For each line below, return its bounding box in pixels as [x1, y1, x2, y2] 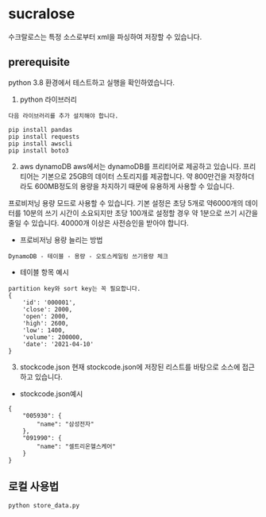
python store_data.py [8, 501, 80, 509]
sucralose [8, 5, 75, 23]
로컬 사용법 [8, 480, 60, 493]
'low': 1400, [22, 326, 66, 334]
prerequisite [8, 56, 70, 69]
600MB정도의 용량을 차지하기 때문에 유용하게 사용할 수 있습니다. [34, 181, 235, 191]
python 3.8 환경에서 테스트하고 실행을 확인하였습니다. [8, 77, 175, 87]
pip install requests [8, 133, 80, 141]
